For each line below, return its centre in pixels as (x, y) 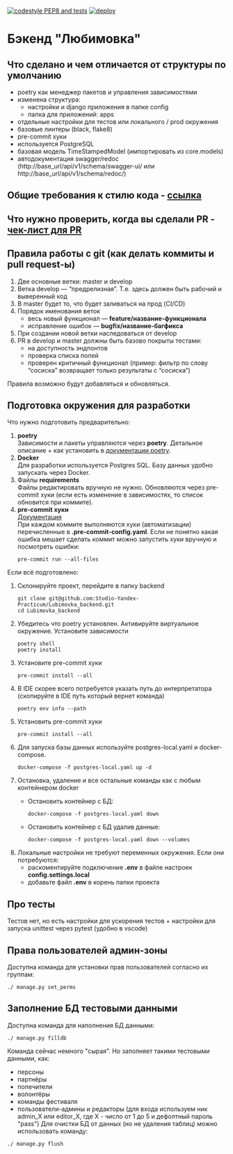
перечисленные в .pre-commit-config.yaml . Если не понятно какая (118, 532)
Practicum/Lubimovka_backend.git (66, 605)
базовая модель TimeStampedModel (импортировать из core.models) (120, 151)
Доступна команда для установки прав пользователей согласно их (108, 967)
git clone (32, 599)
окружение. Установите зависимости (73, 631)
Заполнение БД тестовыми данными (93, 1009)
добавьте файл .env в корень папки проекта (94, 882)
